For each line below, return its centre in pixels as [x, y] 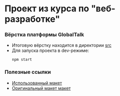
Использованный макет [37, 83]
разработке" [32, 19]
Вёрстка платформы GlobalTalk [44, 35]
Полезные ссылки [28, 72]
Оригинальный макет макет [41, 88]
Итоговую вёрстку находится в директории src [61, 46]
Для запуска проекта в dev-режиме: [50, 50]
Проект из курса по [47, 9]
